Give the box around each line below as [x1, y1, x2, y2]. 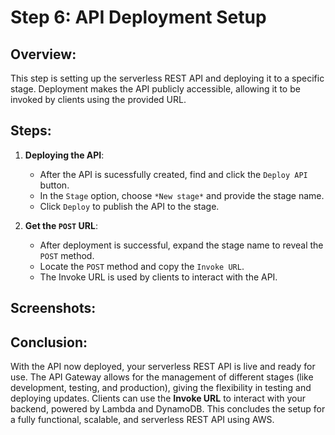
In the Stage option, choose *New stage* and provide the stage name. [39, 189, 325, 201]
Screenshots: [10, 300, 97, 317]
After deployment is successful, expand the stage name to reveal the [39, 239, 324, 251]
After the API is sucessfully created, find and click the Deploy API [39, 168, 308, 180]
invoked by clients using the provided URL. [10, 94, 187, 105]
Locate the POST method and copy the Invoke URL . [39, 260, 245, 272]
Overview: [10, 46, 77, 63]
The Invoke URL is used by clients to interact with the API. [39, 271, 278, 283]
